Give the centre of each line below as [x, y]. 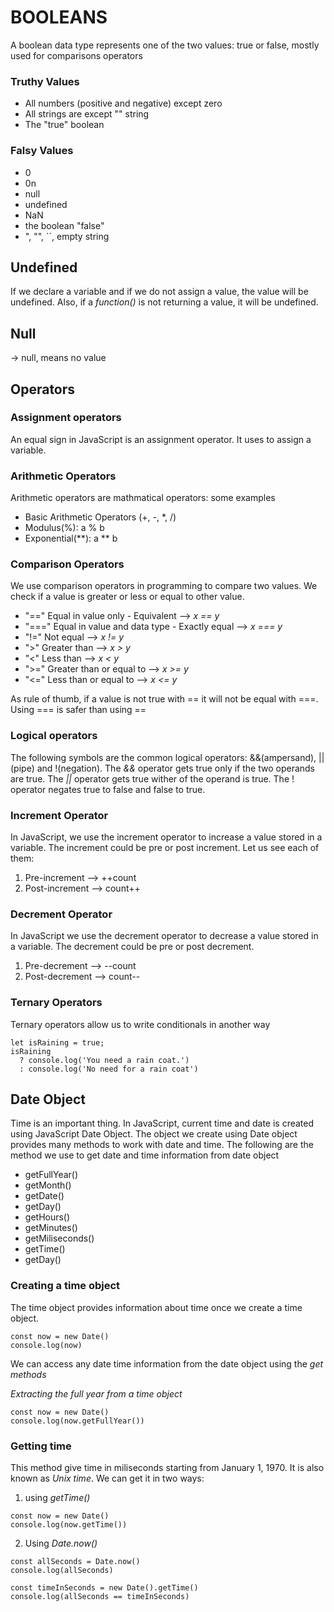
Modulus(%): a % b [64, 528]
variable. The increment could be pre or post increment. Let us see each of [165, 848]
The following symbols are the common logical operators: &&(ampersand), [163, 757]
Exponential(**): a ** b [71, 538]
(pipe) [22, 768]
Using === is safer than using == [78, 710]
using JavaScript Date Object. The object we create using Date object [154, 1134]
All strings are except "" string [87, 114]
